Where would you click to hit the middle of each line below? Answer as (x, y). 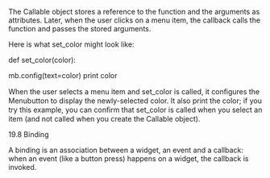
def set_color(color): (42, 60)
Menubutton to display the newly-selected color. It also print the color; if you (135, 101)
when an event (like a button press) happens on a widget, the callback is (129, 159)
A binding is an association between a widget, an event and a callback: (126, 150)
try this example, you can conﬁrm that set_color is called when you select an (135, 110)
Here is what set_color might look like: (71, 44)
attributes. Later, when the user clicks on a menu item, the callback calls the (134, 20)
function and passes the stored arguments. (80, 29)
